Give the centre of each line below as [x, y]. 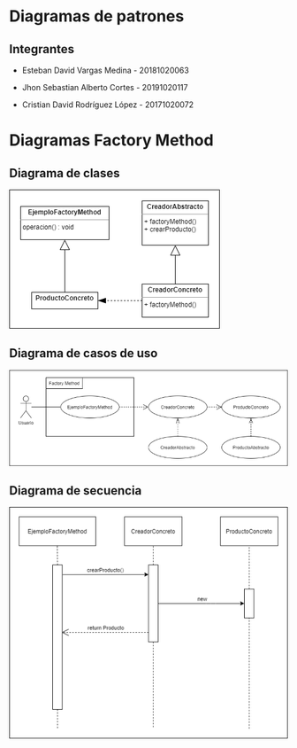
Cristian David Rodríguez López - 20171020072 [108, 105]
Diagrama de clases [65, 173]
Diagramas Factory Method [111, 140]
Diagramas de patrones [97, 16]
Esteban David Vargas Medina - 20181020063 [106, 70]
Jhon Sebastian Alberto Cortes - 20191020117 [105, 87]
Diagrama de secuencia [76, 491]
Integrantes [42, 49]
